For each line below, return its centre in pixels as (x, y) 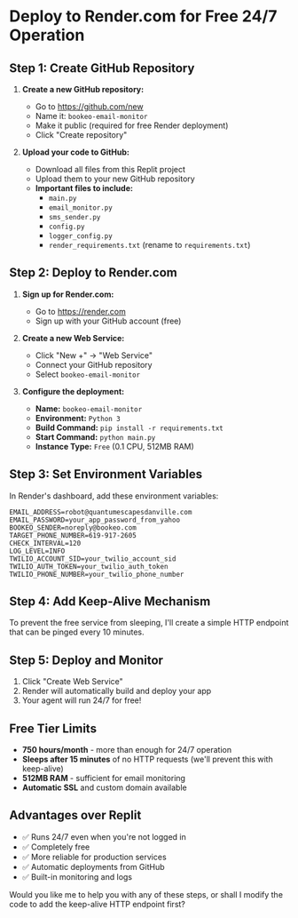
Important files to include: (84, 188)
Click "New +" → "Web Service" (94, 355)
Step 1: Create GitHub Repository (102, 68)
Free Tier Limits (53, 728)
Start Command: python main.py (95, 436)
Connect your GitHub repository (94, 364)
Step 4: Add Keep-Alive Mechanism (110, 602)
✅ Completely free (56, 847)
